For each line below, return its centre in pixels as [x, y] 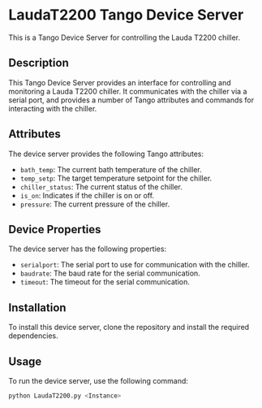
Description [39, 63]
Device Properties [55, 229]
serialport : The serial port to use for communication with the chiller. [135, 265]
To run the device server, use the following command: [99, 381]
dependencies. [33, 336]
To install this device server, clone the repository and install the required [129, 328]
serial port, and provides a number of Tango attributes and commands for [131, 100]
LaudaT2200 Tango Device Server [126, 15]
